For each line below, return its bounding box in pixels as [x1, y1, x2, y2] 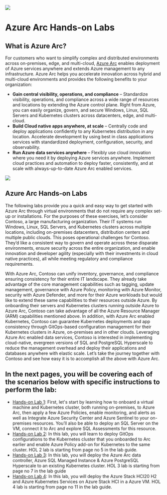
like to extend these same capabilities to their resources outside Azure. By [5, 297, 158, 303]
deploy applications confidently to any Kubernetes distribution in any [12, 128, 154, 134]
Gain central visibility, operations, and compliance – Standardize [12, 91, 148, 97]
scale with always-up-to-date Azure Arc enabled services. [12, 165, 133, 171]
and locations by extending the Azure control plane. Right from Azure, [12, 102, 156, 107]
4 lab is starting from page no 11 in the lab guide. [12, 484, 112, 490]
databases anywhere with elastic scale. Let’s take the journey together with [5, 350, 160, 356]
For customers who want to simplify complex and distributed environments [5, 55, 159, 61]
